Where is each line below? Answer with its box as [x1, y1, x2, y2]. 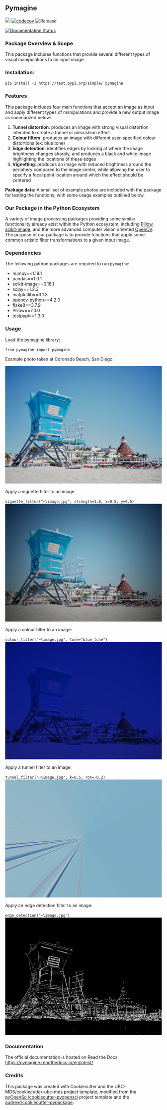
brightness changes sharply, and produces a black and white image [12, 151, 152, 157]
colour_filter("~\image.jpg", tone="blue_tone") [5, 637, 108, 642]
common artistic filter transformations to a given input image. [5, 237, 131, 243]
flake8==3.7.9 [12, 302, 41, 308]
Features [5, 92, 27, 99]
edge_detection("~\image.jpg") [5, 913, 70, 918]
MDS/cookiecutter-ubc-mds [5, 1089, 63, 1095]
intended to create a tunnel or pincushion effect [12, 129, 110, 135]
